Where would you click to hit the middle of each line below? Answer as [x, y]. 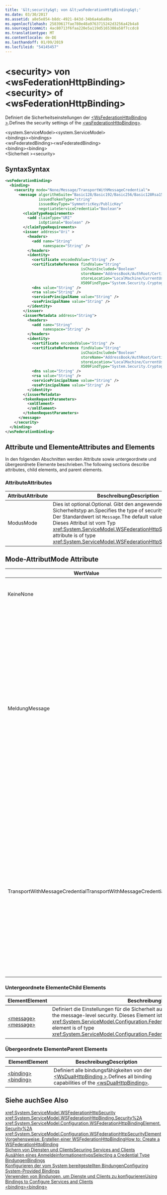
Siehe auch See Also [37, 1100]
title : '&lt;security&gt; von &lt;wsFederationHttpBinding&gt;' [73, 10]
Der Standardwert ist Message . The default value [108, 517]
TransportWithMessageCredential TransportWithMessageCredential [86, 891]
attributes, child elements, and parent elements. [54, 470]
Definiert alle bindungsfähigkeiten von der [103, 1071]
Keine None [21, 594]
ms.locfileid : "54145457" [32, 47]
